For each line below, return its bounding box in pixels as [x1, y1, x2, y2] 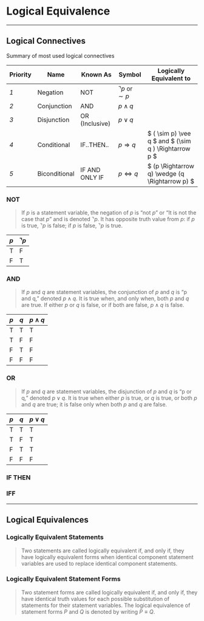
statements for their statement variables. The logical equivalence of [21, 602, 191, 609]
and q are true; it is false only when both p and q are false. [21, 400, 168, 408]
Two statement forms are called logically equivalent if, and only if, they [21, 588, 198, 596]
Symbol [118, 70, 141, 78]
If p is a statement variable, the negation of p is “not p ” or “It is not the [21, 209, 197, 216]
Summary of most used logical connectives [6, 52, 115, 59]
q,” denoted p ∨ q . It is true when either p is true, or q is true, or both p [21, 394, 197, 402]
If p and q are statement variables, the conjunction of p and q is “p [21, 289, 187, 296]
